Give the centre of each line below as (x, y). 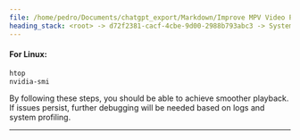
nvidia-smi (29, 81)
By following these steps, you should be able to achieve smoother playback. (149, 98)
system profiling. (40, 118)
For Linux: (28, 54)
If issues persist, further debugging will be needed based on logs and (137, 108)
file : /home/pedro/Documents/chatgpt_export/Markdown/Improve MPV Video (147, 17)
